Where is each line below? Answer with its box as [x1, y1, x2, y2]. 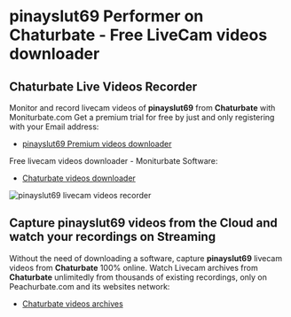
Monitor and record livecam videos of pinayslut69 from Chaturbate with [9, 103, 276, 112]
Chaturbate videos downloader [21, 173, 136, 183]
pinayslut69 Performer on [9, 6, 204, 27]
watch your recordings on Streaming [9, 229, 216, 244]
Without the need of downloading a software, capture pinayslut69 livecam [9, 252, 282, 263]
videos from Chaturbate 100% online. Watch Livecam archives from [9, 262, 259, 273]
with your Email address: [9, 121, 99, 132]
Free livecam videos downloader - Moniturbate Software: [9, 156, 218, 166]
